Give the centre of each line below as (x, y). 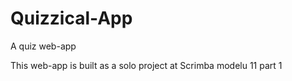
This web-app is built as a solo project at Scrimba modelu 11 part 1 (146, 65)
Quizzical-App (71, 18)
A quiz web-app (43, 46)
